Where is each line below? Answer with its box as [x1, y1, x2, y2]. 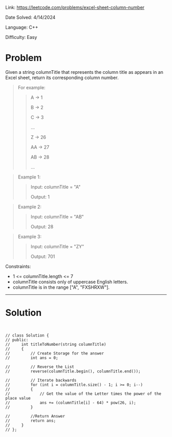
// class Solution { [5, 333, 50, 338]
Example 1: [17, 174, 41, 180]
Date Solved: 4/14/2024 [5, 14, 56, 20]
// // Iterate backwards [5, 378, 77, 383]
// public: [5, 337, 29, 343]
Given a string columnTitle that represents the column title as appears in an [5, 69, 164, 75]
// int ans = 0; [5, 355, 58, 361]
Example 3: [17, 233, 42, 240]
